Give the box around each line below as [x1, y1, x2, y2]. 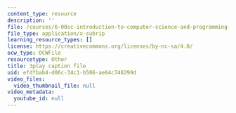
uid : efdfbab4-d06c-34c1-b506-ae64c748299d [7, 69, 137, 76]
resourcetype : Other [7, 56, 68, 63]
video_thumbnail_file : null [13, 82, 96, 89]
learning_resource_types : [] [7, 36, 93, 44]
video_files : [7, 75, 46, 83]
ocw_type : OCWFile [7, 50, 61, 57]
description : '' [7, 17, 55, 24]
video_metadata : [7, 88, 55, 95]
